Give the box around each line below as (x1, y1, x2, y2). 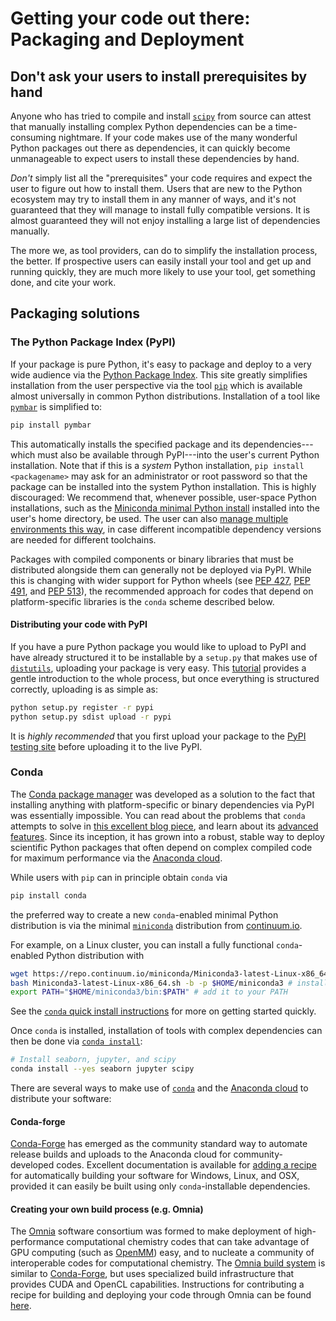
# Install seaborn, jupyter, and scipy (10, 1055, 177, 1065)
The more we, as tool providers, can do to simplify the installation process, (10, 245, 318, 256)
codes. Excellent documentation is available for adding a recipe (56, 1159, 317, 1171)
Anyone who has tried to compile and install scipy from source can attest (10, 110, 312, 122)
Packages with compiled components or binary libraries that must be (10, 553, 295, 565)
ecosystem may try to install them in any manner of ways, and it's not (10, 193, 297, 205)
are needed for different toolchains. (10, 533, 157, 546)
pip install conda (10, 890, 87, 901)
